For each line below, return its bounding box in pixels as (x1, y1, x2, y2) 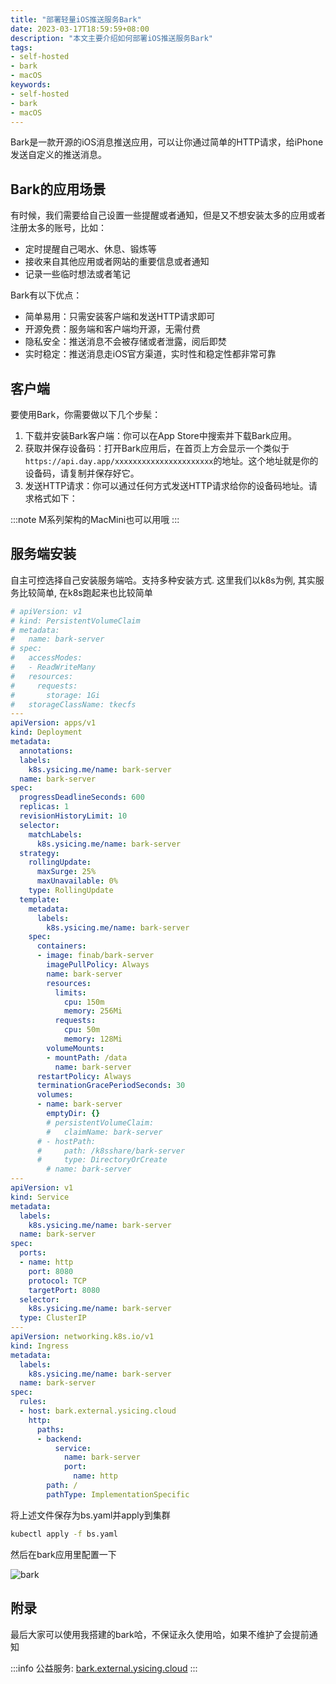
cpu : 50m (63, 1025, 101, 1035)
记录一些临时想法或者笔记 (24, 268, 131, 280)
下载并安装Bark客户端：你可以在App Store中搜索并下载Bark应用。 (24, 430, 297, 441)
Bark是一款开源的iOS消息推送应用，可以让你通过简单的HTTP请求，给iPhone (10, 136, 324, 148)
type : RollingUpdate (28, 886, 114, 896)
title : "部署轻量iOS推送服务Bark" (10, 14, 142, 25)
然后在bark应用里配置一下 (10, 1548, 117, 1560)
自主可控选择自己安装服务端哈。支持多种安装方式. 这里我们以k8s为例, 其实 (10, 574, 316, 586)
